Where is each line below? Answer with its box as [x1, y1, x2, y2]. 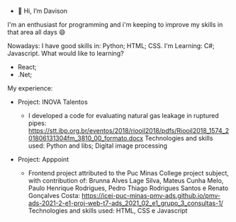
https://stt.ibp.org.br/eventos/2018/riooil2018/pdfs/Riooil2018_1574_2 [28, 127, 229, 134]
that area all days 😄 [7, 28, 66, 36]
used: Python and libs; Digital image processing [28, 141, 168, 150]
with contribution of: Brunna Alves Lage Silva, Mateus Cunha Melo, [28, 177, 224, 185]
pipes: [28, 119, 47, 127]
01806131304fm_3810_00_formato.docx [28, 134, 144, 142]
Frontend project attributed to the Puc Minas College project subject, [28, 169, 229, 177]
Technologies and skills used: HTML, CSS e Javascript [28, 206, 188, 215]
